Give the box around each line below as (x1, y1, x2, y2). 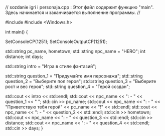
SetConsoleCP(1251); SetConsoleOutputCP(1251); (5, 38, 107, 44)
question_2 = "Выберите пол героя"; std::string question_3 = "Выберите (5, 78, 156, 84)
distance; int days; (5, 53, 44, 59)
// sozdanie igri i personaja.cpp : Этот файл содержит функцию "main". (5, 4, 154, 10)
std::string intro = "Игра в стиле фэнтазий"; (5, 63, 97, 69)
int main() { (5, 29, 29, 34)
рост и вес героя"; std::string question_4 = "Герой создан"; (5, 83, 130, 89)
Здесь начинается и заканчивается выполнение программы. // (5, 9, 140, 15)
